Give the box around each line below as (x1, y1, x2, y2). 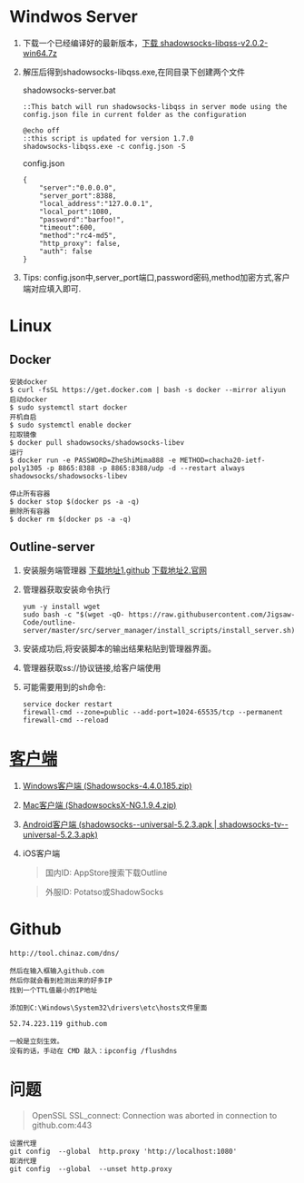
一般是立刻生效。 (9, 1037, 64, 1046)
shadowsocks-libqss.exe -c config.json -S (22, 142, 186, 151)
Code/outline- (22, 617, 76, 627)
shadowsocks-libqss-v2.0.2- (160, 37, 269, 48)
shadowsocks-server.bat (22, 84, 116, 95)
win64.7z (22, 47, 57, 58)
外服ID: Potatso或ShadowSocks (44, 886, 164, 897)
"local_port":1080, (39, 207, 113, 216)
